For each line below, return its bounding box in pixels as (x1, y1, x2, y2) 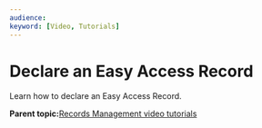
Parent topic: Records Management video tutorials (9, 108, 197, 119)
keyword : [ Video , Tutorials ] (9, 22, 120, 31)
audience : (9, 13, 47, 23)
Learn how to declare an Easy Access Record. (9, 91, 182, 102)
